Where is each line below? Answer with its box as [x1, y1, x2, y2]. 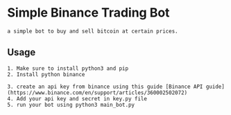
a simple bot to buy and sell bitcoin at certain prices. [7, 28, 178, 35]
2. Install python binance [7, 71, 85, 78]
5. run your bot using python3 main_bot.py [7, 101, 135, 108]
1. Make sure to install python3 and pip [7, 64, 129, 72]
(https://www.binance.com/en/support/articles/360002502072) [7, 89, 188, 96]
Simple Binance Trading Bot [7, 5, 170, 21]
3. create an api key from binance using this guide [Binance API [7, 83, 203, 90]
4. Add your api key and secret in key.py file [7, 95, 148, 102]
